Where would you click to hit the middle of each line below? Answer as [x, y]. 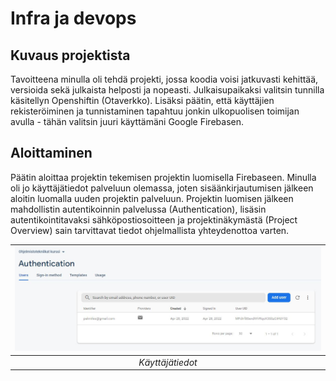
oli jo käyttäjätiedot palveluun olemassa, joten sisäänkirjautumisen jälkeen [162, 188]
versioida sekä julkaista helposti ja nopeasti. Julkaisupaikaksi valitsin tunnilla [167, 90]
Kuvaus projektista [70, 55]
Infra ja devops [73, 18]
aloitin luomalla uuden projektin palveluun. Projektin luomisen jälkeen [152, 198]
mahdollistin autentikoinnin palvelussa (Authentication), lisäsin [138, 209]
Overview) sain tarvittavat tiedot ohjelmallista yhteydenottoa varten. [150, 230]
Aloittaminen [51, 153]
